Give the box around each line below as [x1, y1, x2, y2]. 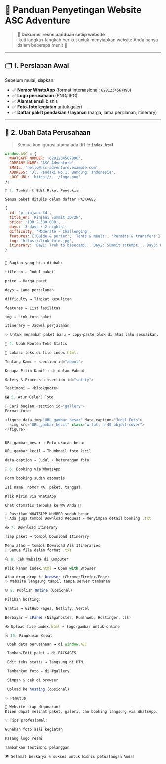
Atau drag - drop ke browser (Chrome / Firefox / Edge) [5, 574, 110, 579]
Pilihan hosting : [5, 597, 41, 602]
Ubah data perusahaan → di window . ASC [7, 642, 87, 647]
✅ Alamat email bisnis [12, 98, 58, 104]
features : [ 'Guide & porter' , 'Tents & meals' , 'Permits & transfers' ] [9, 233, 161, 239]
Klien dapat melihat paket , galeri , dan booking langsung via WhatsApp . [5, 709, 158, 714]
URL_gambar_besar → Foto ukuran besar [5, 440, 85, 445]
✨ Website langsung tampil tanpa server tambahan [5, 579, 110, 584]
